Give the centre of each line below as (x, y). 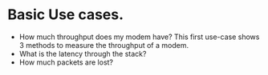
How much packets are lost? (66, 62)
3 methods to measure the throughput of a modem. (104, 45)
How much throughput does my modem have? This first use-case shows (139, 37)
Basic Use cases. (66, 15)
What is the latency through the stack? (83, 53)
